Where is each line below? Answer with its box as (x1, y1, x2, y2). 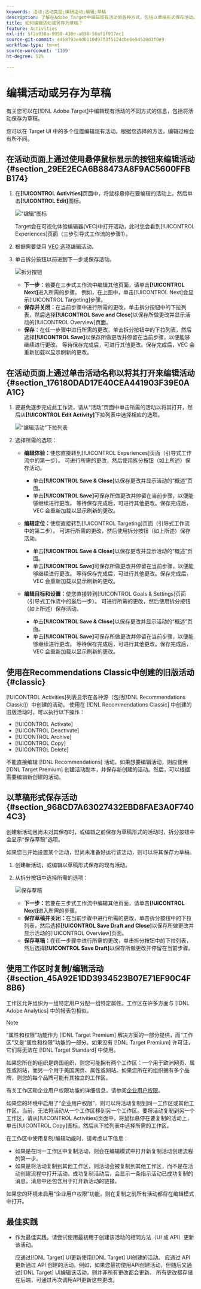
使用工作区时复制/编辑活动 (6, 964, 104, 974)
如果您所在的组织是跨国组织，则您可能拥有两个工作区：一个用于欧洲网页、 (6, 1059, 190, 1066)
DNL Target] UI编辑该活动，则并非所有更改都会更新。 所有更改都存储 (23, 1269, 193, 1276)
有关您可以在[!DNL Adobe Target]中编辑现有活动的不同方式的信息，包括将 (6, 107, 188, 114)
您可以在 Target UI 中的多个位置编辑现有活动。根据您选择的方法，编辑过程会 (6, 127, 194, 135)
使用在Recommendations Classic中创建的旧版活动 (6, 667, 194, 677)
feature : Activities (6, 25, 58, 32)
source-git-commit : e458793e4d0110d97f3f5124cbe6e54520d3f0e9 (6, 37, 165, 43)
